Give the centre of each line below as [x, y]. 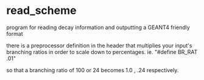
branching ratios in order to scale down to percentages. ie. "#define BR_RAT [102, 52]
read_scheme [41, 11]
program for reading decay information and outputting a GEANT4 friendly [98, 27]
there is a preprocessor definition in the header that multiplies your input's [99, 45]
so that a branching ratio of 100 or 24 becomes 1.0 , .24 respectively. [93, 70]
